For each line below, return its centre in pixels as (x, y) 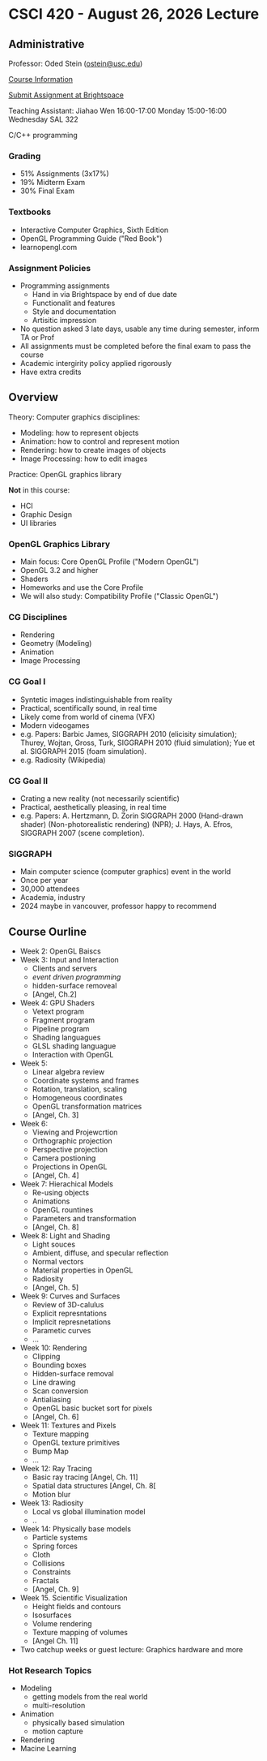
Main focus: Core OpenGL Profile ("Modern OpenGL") (110, 562)
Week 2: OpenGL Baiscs (60, 951)
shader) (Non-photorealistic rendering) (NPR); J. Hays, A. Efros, (126, 824)
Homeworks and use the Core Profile (82, 588)
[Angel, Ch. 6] (55, 1417)
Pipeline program (61, 1029)
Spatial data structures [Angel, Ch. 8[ (94, 1485)
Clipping (46, 1356)
